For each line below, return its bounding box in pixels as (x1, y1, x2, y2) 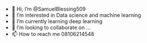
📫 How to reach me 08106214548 (11, 31, 94, 37)
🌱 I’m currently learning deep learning (11, 18, 103, 24)
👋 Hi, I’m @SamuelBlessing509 (11, 6, 86, 12)
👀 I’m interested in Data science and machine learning (11, 12, 141, 19)
